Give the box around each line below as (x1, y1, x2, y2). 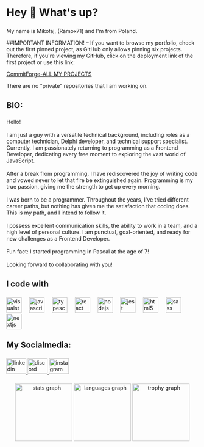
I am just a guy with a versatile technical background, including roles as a (6, 131, 190, 139)
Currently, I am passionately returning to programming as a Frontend (6, 144, 178, 151)
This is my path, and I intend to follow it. (6, 209, 107, 216)
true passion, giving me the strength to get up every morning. (6, 183, 161, 191)
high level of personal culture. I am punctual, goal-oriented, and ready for (6, 228, 191, 236)
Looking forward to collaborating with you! (6, 261, 113, 268)
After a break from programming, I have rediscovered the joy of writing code (6, 170, 198, 178)
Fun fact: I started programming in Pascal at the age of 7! (6, 248, 149, 255)
